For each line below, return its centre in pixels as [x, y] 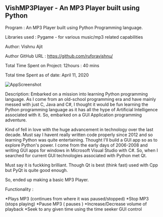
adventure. [16, 120]
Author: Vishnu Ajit [24, 47]
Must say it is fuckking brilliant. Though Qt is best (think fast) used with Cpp [81, 165]
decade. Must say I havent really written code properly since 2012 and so [79, 135]
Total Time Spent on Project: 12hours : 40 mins [52, 65]
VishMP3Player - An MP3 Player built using [72, 8]
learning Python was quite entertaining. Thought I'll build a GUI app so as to [81, 140]
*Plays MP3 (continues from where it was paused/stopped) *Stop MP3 [77, 198]
